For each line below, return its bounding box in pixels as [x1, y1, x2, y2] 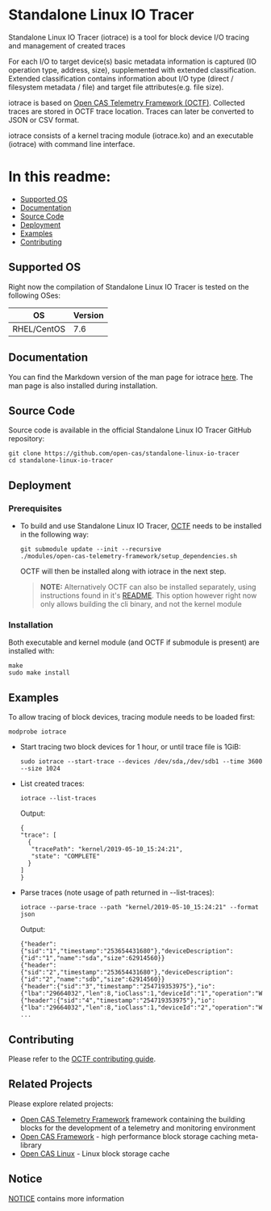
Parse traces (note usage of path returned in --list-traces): [19, 887, 215, 897]
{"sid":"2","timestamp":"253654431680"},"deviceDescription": [19, 968, 234, 977]
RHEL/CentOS [12, 323, 66, 334]
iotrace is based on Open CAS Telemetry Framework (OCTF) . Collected [8, 98, 245, 107]
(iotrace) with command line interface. [8, 139, 135, 148]
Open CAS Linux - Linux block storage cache [19, 1148, 170, 1159]
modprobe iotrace [8, 728, 67, 736]
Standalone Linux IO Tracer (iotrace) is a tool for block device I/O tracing [8, 32, 250, 42]
